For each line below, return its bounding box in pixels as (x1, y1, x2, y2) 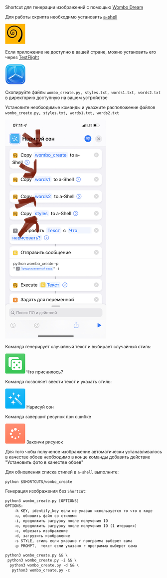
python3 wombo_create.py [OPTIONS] (5, 498, 79, 503)
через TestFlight (5, 55, 39, 60)
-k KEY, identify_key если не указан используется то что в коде (14, 508, 153, 513)
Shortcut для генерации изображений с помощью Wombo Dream (5, 5, 144, 10)
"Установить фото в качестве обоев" (5, 459, 84, 465)
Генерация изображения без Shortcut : (5, 488, 87, 494)
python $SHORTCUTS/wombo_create (5, 479, 72, 484)
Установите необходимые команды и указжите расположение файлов (5, 105, 156, 110)
